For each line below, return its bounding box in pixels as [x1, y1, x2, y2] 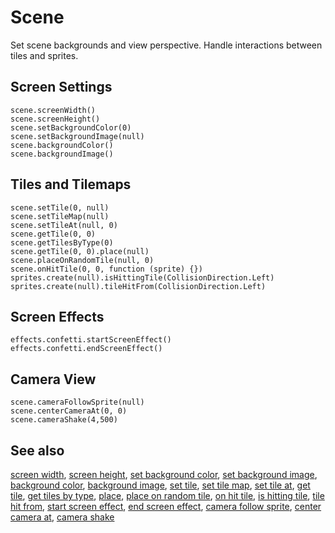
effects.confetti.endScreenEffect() [10, 344, 163, 354]
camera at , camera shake [10, 511, 115, 523]
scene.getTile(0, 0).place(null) [10, 246, 150, 256]
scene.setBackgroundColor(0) [10, 122, 132, 133]
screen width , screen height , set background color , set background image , [10, 469, 318, 480]
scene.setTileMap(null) [10, 211, 110, 221]
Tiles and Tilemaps [10, 176, 132, 193]
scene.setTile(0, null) [10, 202, 110, 213]
